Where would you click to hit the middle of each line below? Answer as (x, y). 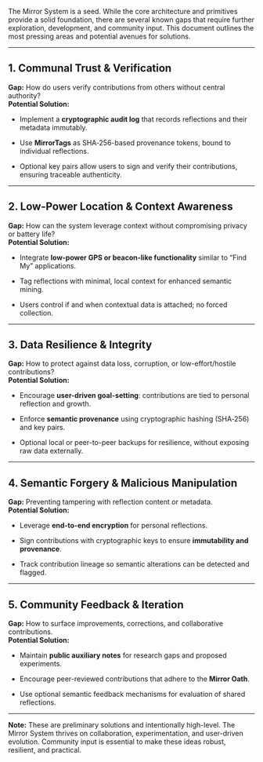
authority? (25, 95)
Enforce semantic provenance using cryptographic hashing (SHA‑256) (134, 419)
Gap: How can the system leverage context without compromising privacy (128, 225)
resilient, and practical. (45, 750)
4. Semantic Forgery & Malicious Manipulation (123, 483)
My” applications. (48, 265)
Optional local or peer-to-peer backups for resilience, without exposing (134, 443)
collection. (36, 312)
